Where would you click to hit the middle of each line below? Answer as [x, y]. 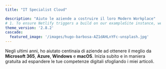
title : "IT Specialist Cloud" [36, 10]
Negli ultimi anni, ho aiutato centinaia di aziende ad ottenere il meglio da [78, 51]
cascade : [14, 33]
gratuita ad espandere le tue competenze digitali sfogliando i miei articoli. [80, 61]
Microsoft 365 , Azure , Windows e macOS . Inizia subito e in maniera [75, 56]
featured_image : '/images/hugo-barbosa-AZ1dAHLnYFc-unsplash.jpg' [79, 37]
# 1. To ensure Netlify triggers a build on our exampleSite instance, [80, 23]
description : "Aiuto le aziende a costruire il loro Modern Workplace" [80, 18]
